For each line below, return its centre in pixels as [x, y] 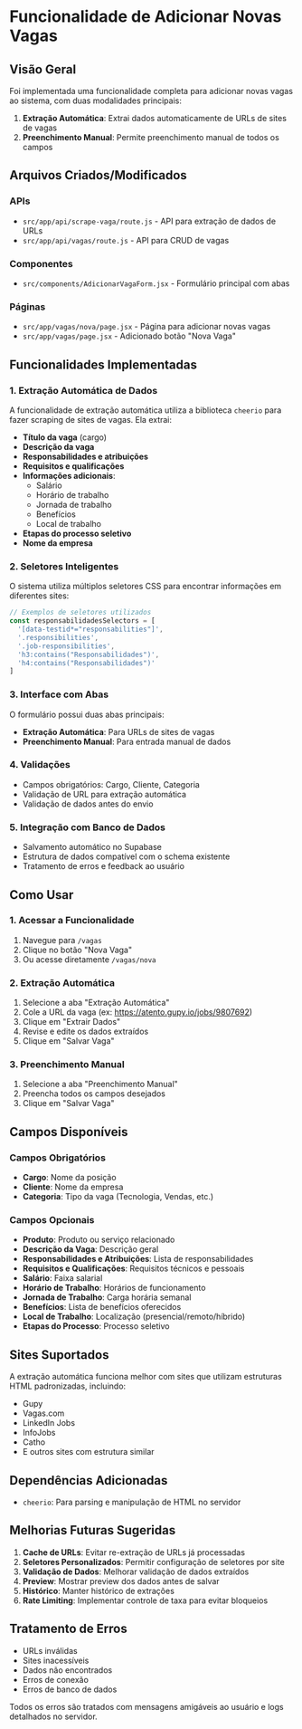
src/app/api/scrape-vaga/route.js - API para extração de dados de [149, 221]
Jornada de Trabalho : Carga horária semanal [107, 1297]
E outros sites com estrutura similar [89, 1452]
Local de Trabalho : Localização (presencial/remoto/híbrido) [134, 1317]
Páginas [28, 307]
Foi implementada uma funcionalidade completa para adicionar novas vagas [151, 91]
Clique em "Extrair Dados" [71, 1022]
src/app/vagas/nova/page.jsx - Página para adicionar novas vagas [146, 327]
